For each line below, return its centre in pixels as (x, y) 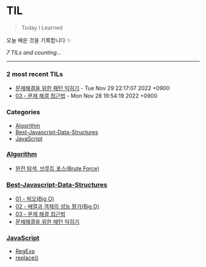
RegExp (25, 251)
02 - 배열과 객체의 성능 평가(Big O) (57, 206)
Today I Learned (42, 28)
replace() (27, 258)
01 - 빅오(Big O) (35, 199)
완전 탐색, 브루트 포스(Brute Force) (57, 168)
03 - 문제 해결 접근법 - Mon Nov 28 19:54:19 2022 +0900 (86, 96)
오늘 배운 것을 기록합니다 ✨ (39, 40)
